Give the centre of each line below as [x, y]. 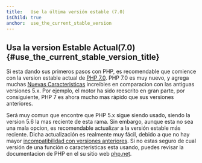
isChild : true [24, 18]
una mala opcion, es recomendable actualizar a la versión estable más [93, 128]
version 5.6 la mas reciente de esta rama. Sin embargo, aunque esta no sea [100, 122]
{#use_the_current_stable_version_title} [83, 57]
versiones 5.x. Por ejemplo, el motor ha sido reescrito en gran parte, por [96, 91]
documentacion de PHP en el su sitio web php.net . [69, 154]
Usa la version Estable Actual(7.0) [71, 47]
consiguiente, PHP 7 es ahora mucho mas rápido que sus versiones [90, 97]
